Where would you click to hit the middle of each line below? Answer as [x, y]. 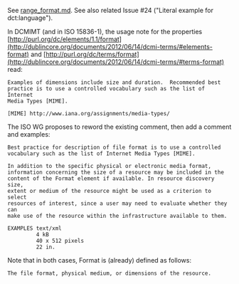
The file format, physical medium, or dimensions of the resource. [110, 273]
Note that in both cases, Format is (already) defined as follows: [100, 260]
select [17, 197]
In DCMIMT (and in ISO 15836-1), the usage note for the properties [105, 32]
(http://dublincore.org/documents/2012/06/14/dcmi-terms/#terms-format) [116, 62]
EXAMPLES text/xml [34, 228]
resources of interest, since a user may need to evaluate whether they [117, 204]
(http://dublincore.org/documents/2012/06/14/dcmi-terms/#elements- [110, 47]
